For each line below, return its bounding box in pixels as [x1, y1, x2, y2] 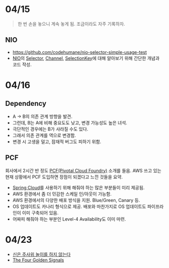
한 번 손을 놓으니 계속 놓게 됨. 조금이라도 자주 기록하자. [17, 21, 125, 27]
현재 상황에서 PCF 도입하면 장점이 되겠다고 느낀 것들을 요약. [5, 174, 123, 180]
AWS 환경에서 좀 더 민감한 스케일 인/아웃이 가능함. [12, 190, 112, 197]
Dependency [5, 99, 46, 108]
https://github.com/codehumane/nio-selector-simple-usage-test [12, 49, 147, 55]
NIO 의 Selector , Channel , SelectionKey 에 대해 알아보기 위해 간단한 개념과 [12, 55, 160, 61]
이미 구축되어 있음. [22, 210, 59, 216]
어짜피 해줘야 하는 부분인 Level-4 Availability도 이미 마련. [12, 216, 126, 222]
